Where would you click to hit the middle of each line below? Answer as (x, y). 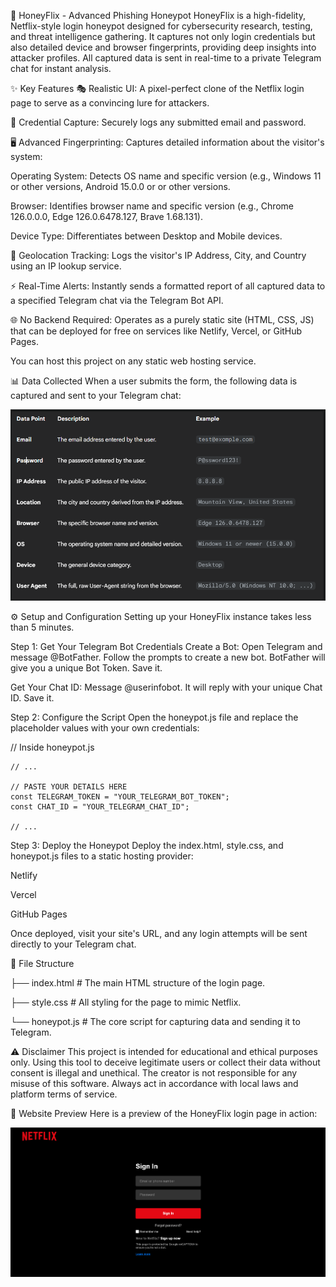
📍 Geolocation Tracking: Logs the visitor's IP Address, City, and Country (158, 255)
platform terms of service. (64, 1094)
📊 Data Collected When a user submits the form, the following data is (154, 381)
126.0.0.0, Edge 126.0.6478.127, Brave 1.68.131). (106, 216)
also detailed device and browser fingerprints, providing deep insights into (163, 47)
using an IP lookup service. (66, 266)
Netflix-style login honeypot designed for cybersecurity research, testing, (161, 26)
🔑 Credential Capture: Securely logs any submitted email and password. (158, 122)
